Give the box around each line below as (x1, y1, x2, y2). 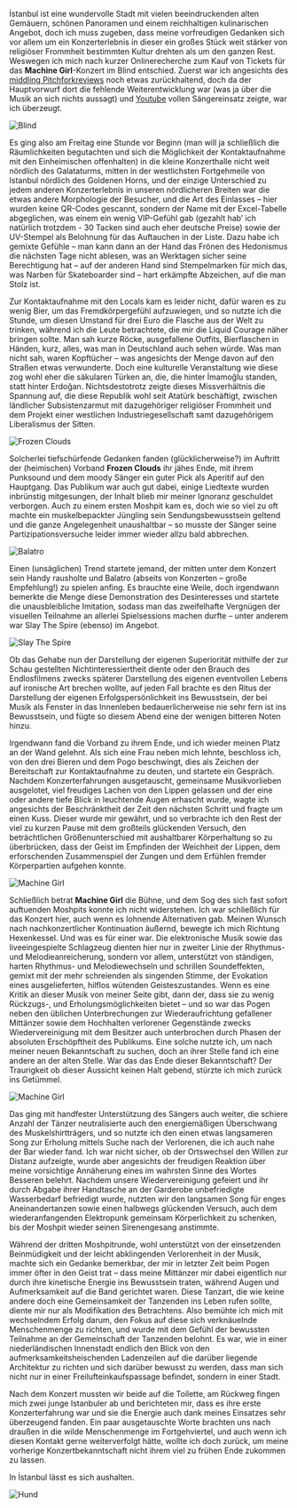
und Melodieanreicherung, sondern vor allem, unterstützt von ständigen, (9, 952, 275, 961)
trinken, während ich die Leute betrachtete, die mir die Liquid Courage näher (9, 324, 289, 335)
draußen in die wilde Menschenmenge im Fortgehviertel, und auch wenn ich (9, 1426, 287, 1437)
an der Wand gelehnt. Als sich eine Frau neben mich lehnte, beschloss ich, (9, 747, 282, 757)
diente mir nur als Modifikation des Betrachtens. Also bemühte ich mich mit (9, 1305, 284, 1315)
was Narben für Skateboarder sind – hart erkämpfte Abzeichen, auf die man (9, 269, 286, 280)
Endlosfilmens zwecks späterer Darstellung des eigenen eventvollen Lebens (9, 674, 288, 683)
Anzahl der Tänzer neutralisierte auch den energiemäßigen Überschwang (9, 1118, 277, 1129)
